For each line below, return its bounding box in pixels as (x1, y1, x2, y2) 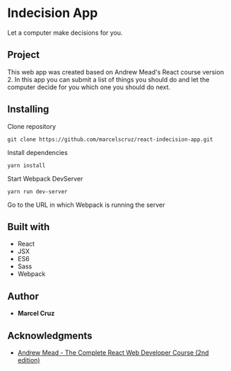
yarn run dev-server (7, 188, 69, 195)
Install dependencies (7, 148, 69, 156)
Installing (7, 103, 49, 115)
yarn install (7, 161, 46, 169)
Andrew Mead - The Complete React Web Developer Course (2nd (17, 348, 210, 357)
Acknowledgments (7, 329, 93, 341)
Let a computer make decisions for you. (7, 28, 123, 37)
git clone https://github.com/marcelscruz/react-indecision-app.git (7, 136, 213, 143)
